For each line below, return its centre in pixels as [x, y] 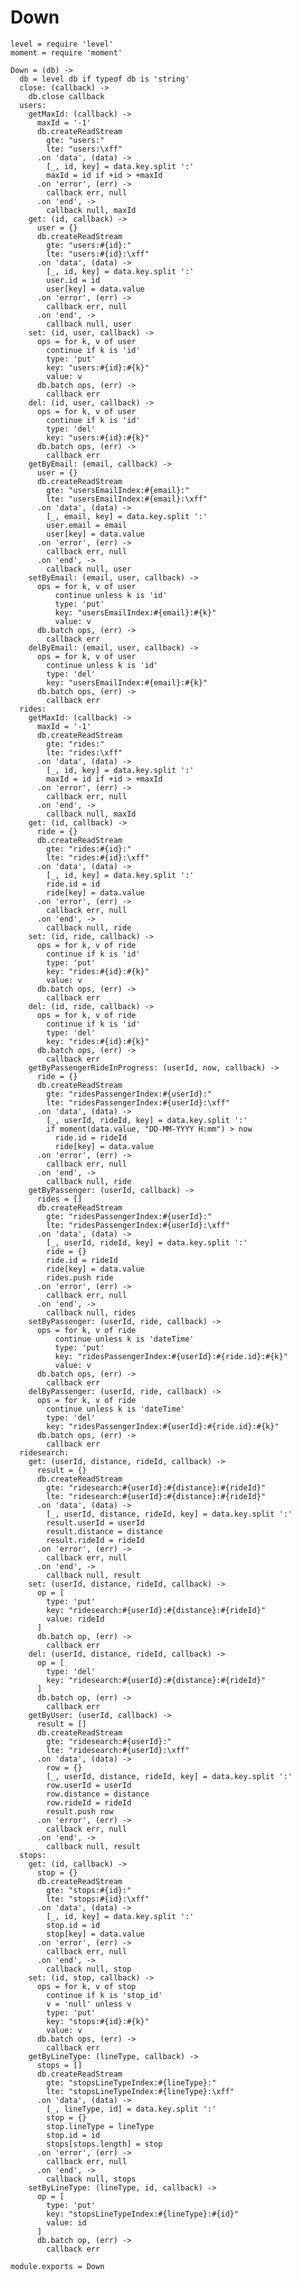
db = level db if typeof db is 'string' [104, 79]
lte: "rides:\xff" [84, 752]
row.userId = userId [89, 1785]
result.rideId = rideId [95, 1540]
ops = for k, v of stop [86, 1986]
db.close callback [66, 96]
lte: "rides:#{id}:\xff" [98, 857]
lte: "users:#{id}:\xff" [98, 254]
